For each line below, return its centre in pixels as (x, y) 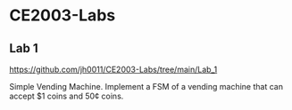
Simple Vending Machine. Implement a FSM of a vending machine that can (146, 86)
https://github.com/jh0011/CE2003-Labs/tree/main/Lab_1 (113, 69)
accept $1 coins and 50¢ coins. (67, 96)
